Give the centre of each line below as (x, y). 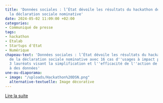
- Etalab (14, 41)
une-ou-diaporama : (24, 73)
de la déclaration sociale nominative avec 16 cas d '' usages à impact (82, 59)
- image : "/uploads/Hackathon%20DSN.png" (48, 77)
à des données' (25, 69)
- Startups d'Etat (24, 46)
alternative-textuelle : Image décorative (52, 82)
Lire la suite (16, 96)
